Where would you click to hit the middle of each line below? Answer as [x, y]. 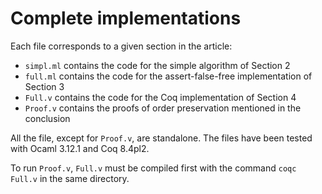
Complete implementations [126, 18]
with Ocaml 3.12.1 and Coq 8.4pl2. [80, 148]
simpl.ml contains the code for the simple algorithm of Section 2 [157, 65]
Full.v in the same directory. [70, 178]
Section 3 [44, 86]
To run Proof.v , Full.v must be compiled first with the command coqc [153, 168]
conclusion [47, 118]
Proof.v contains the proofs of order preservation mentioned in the [163, 108]
